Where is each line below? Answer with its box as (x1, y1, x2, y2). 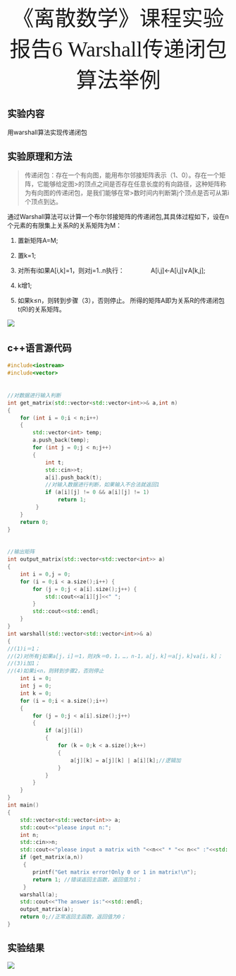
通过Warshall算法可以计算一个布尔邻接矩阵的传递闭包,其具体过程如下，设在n (7, 212, 229, 220)
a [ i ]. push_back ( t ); (44, 474, 102, 481)
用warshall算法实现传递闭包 (7, 128, 87, 136)
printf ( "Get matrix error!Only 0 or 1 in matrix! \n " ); (32, 869, 197, 876)
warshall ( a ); (20, 891, 58, 898)
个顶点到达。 (24, 197, 62, 206)
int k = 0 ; (20, 689, 52, 697)
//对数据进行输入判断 (7, 392, 61, 399)
